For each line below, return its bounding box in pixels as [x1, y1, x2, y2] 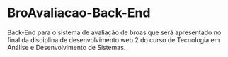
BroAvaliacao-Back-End [7, 5, 151, 21]
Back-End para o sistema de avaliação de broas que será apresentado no [7, 28, 222, 37]
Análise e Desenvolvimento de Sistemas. [7, 43, 126, 51]
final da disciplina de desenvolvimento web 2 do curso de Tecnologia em [7, 35, 220, 44]
